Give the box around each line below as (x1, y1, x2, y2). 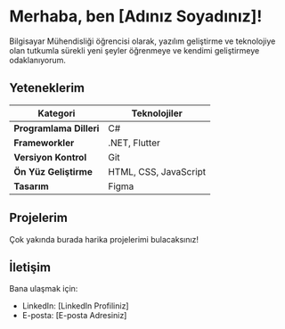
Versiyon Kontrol (13, 151, 87, 163)
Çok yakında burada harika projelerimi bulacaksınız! (9, 234, 199, 244)
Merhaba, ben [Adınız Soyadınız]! (9, 6, 263, 27)
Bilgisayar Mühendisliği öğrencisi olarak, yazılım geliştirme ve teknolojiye (9, 36, 276, 46)
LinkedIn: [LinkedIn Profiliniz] (21, 300, 129, 311)
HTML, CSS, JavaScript (108, 165, 207, 177)
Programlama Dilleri (13, 122, 100, 135)
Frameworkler (13, 136, 75, 149)
